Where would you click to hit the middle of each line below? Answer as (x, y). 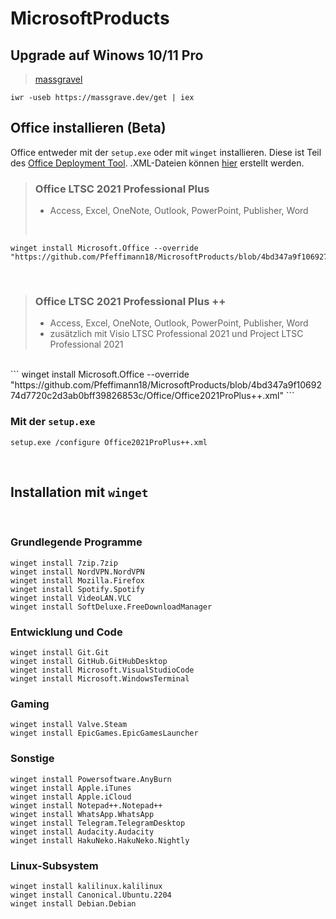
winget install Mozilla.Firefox (77, 580)
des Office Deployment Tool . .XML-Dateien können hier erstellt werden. (157, 163)
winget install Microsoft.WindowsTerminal (100, 679)
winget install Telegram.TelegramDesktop (98, 823)
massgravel (58, 79)
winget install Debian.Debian (73, 904)
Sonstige (32, 759)
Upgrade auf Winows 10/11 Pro (107, 55)
